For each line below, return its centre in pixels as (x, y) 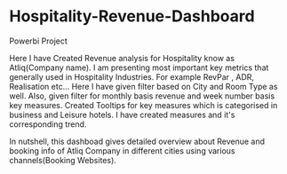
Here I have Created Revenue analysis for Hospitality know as (122, 58)
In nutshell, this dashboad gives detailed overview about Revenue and (137, 141)
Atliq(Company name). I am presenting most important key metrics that (139, 67)
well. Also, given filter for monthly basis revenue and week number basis (142, 96)
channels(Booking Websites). (63, 160)
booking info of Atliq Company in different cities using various (122, 150)
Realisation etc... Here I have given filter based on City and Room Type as (143, 86)
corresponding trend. (48, 124)
